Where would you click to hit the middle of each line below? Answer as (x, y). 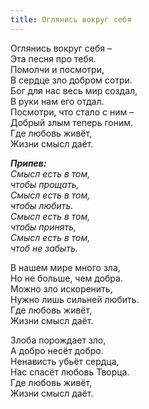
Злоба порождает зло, (58, 340)
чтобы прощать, (45, 184)
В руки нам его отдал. (57, 101)
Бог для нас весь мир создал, (74, 90)
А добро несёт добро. (57, 350)
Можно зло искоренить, (61, 288)
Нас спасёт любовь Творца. (70, 372)
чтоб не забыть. (44, 248)
